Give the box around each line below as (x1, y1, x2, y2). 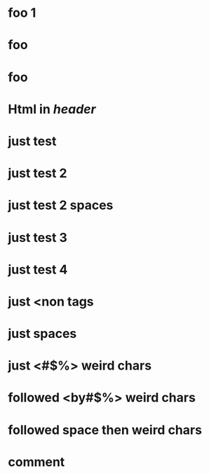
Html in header (8, 101, 97, 117)
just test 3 (8, 229, 67, 245)
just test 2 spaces (8, 198, 114, 213)
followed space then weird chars (8, 422, 203, 438)
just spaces (8, 326, 77, 341)
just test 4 (8, 262, 68, 278)
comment (8, 454, 65, 470)
